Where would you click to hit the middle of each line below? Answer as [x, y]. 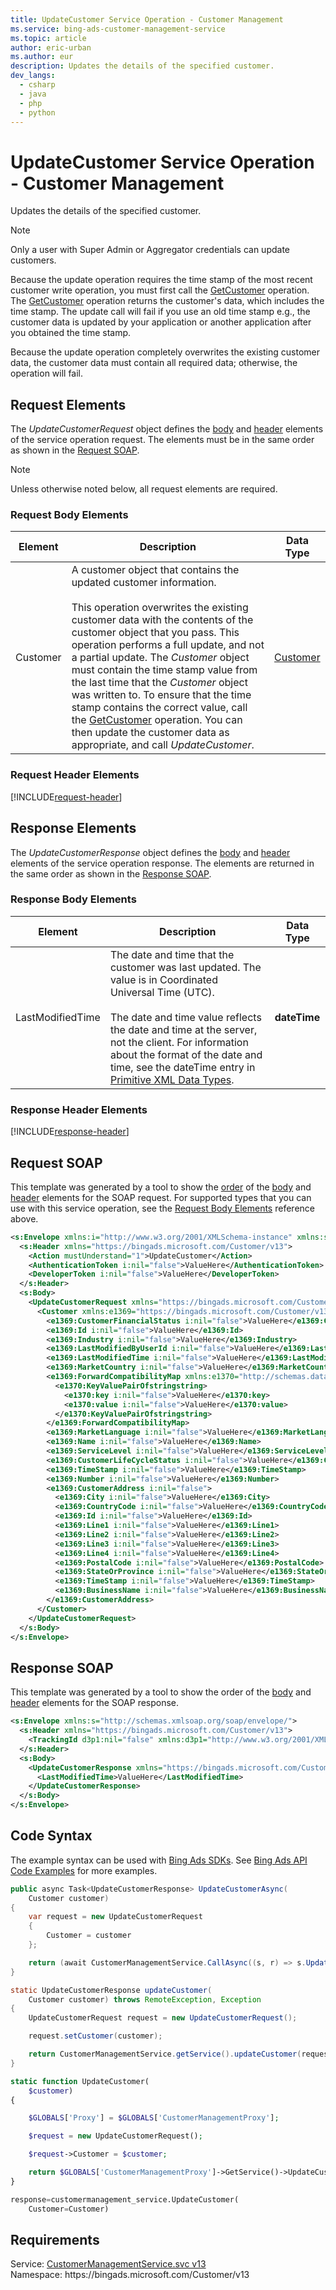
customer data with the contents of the [162, 620]
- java [33, 94]
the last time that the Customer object [159, 683]
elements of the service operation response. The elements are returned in [162, 863]
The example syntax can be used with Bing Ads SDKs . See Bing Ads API [159, 1860]
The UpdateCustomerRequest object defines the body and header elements [167, 429]
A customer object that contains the [155, 570]
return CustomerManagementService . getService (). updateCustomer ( [165, 2054]
